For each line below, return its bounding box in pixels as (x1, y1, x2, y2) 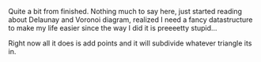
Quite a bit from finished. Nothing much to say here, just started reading (8, 7, 243, 16)
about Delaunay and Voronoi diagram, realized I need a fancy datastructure (8, 15, 253, 24)
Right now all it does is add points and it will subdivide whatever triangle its (8, 38, 252, 48)
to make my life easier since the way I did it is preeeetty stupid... (8, 24, 217, 32)
